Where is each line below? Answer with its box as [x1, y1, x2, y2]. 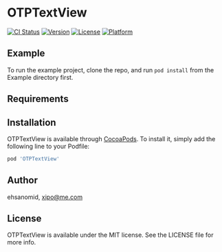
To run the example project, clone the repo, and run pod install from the [7, 65, 214, 74]
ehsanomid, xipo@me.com [7, 193, 83, 201]
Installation [7, 116, 56, 128]
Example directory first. [7, 73, 74, 81]
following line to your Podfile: [7, 142, 90, 150]
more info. [7, 238, 36, 246]
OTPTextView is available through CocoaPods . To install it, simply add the [7, 134, 216, 143]
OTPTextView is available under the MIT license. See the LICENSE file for [7, 231, 214, 239]
